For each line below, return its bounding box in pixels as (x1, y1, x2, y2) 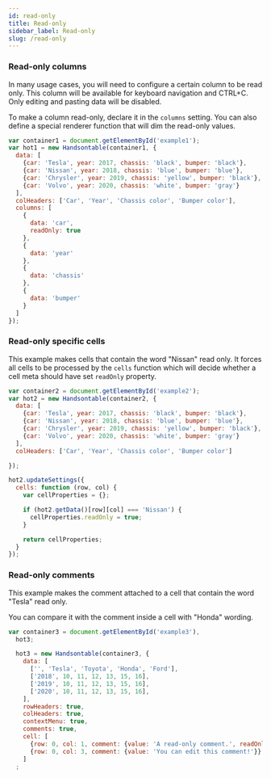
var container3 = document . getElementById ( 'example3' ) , (8, 628, 200, 636)
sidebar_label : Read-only (8, 27, 95, 35)
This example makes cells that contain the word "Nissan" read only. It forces (8, 354, 262, 364)
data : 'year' (29, 249, 74, 257)
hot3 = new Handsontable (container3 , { (15, 650, 150, 658)
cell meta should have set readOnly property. (8, 371, 157, 381)
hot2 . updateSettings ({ (8, 476, 85, 485)
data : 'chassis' (29, 271, 85, 280)
